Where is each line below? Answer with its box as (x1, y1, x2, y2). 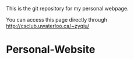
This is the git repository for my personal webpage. (6, 5, 129, 12)
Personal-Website (6, 43, 96, 56)
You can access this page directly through (6, 16, 108, 23)
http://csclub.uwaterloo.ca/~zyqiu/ (6, 23, 90, 29)
